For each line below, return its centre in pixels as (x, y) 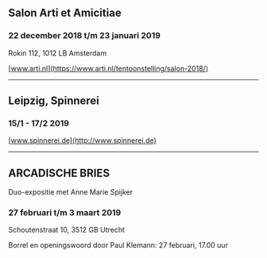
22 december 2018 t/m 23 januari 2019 (85, 36)
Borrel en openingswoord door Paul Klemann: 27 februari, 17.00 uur (118, 245)
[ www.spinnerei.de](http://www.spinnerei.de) (82, 141)
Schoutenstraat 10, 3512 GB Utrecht (67, 230)
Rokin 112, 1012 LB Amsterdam (58, 53)
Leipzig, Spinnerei (54, 101)
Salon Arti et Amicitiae (65, 13)
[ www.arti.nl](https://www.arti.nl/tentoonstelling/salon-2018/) (108, 68)
